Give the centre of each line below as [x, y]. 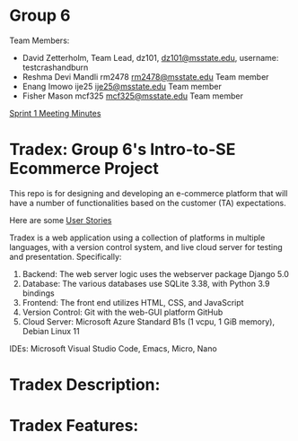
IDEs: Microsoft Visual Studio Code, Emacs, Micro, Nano [113, 348]
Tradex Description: [85, 385]
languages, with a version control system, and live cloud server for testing [146, 246]
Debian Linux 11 [51, 331]
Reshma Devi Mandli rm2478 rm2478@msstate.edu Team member [145, 76]
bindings [39, 293]
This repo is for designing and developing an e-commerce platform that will [149, 193]
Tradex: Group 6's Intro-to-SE [123, 150]
